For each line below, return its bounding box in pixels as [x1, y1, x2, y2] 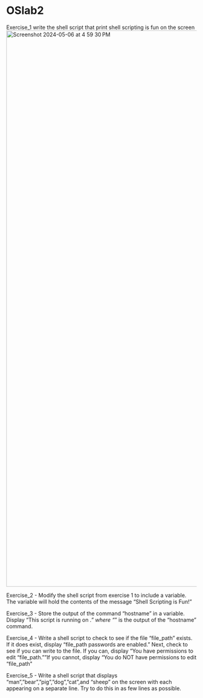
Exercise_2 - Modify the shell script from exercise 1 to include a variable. [6, 591, 187, 599]
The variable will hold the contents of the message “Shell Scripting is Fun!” [6, 598, 192, 605]
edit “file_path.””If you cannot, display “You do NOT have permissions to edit [6, 653, 197, 660]
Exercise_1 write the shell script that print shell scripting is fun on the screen [6, 24, 195, 31]
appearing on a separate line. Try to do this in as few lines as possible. [6, 685, 181, 692]
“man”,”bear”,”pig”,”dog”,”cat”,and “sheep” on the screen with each [6, 678, 172, 685]
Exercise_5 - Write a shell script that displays [6, 671, 118, 679]
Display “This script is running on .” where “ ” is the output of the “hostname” [6, 616, 196, 624]
